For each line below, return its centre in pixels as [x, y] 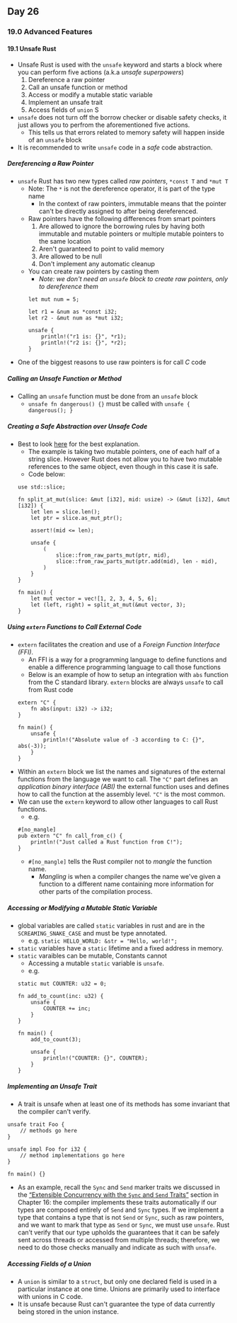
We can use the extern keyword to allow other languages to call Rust [117, 802]
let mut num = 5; [54, 300]
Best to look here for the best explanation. [79, 444]
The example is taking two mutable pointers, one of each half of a [124, 452]
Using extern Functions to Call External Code [75, 627]
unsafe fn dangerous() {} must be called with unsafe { [109, 404]
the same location [65, 242]
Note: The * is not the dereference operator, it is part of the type [122, 189]
